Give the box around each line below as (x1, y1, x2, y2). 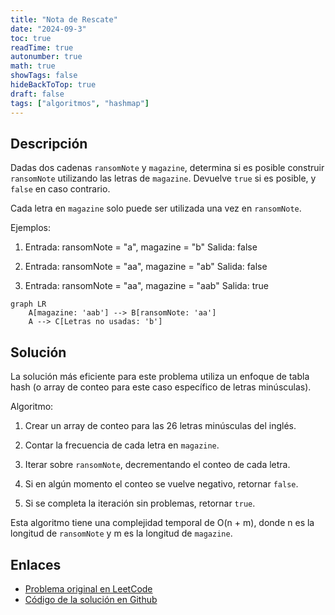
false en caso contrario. (10, 183, 111, 195)
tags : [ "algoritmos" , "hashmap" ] (10, 98, 150, 108)
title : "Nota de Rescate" (10, 14, 118, 25)
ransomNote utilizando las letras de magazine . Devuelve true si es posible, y (10, 172, 317, 185)
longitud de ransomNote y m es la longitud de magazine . (10, 527, 233, 540)
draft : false (10, 89, 65, 99)
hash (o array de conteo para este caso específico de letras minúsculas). (10, 381, 312, 393)
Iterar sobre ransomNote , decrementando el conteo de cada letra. (24, 459, 291, 471)
